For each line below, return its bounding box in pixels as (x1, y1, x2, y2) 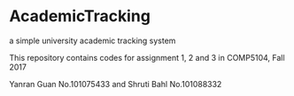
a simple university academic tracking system (9, 35, 176, 46)
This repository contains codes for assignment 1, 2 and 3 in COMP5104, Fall (9, 52, 285, 63)
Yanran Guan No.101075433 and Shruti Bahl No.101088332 (9, 78, 222, 89)
